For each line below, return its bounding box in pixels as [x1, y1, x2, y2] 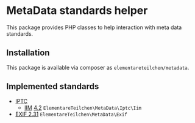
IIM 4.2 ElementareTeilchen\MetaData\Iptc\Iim [24, 104, 142, 111]
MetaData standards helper [6, 4, 148, 18]
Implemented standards [6, 81, 99, 91]
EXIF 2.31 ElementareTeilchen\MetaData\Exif [15, 110, 128, 118]
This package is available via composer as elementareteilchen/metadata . [6, 64, 190, 71]
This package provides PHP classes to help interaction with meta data [6, 24, 182, 31]
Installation [6, 48, 50, 58]
